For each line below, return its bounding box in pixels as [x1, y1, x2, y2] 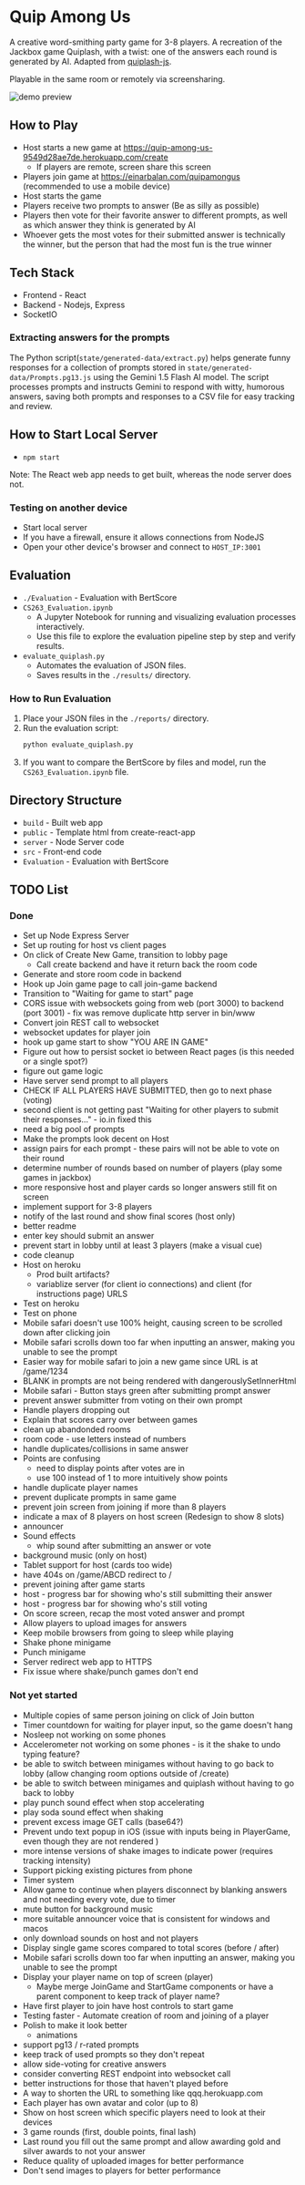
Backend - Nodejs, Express [22, 299, 126, 310]
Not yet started [9, 1689, 78, 1702]
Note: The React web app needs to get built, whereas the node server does [9, 469, 292, 479]
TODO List [9, 882, 68, 898]
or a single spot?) [22, 1056, 88, 1067]
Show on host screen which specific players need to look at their [22, 2107, 266, 2118]
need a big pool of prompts [22, 1124, 126, 1135]
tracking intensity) [22, 1855, 91, 1866]
